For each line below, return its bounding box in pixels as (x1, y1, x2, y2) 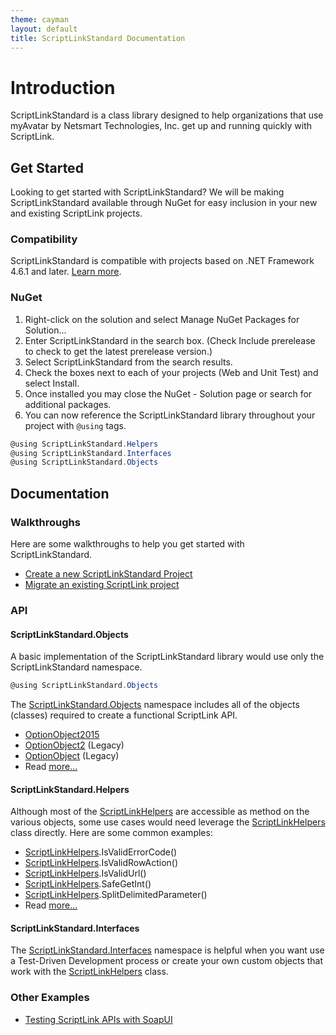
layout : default (10, 24, 78, 34)
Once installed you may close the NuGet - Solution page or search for (24, 387, 313, 400)
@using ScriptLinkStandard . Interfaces (10, 448, 172, 458)
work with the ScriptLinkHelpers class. (10, 966, 169, 978)
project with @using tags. (24, 419, 127, 431)
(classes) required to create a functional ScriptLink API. (10, 709, 238, 721)
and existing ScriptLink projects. (10, 207, 143, 220)
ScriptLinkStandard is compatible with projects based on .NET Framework (10, 255, 315, 267)
